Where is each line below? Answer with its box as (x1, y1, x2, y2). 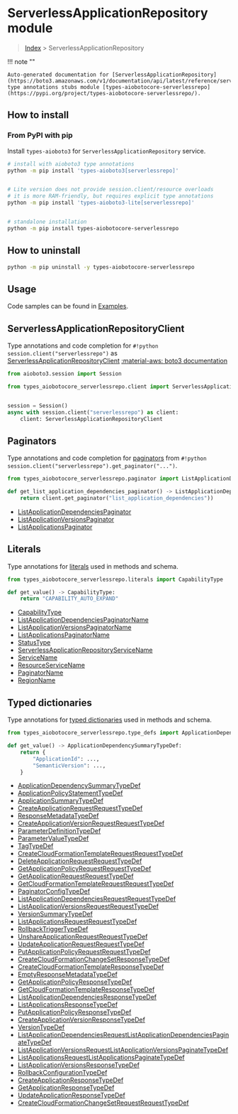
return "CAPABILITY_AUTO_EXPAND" (20, 595, 119, 602)
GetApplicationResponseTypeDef (17, 1083, 115, 1092)
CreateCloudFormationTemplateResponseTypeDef (17, 963, 164, 971)
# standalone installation (7, 218, 87, 225)
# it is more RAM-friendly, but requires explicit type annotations (7, 193, 214, 200)
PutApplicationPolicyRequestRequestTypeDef (17, 948, 151, 956)
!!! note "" (7, 57, 35, 65)
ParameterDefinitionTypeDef (17, 827, 101, 835)
